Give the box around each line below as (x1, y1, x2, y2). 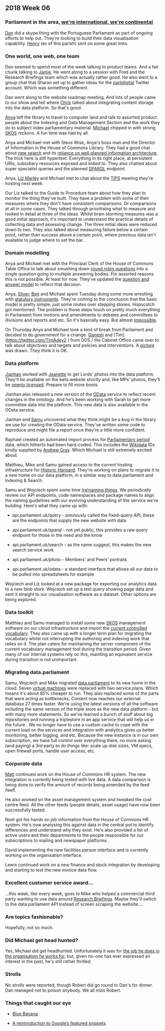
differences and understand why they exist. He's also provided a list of (5, 827, 149, 833)
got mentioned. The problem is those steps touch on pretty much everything (5, 307, 160, 313)
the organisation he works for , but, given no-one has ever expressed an (5, 953, 150, 959)
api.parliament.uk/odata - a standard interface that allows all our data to (12, 566, 158, 572)
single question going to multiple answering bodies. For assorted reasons (5, 271, 154, 277)
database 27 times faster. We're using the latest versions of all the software (5, 701, 158, 707)
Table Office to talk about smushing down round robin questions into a (5, 266, 148, 272)
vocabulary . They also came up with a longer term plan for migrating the (5, 630, 152, 636)
